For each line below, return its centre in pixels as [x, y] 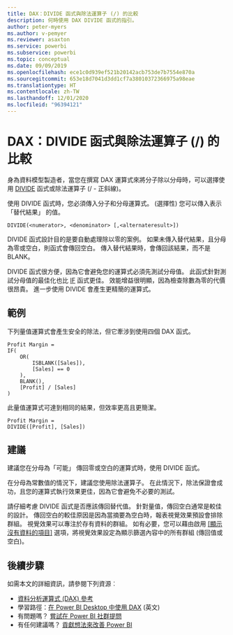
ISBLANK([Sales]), [59, 363]
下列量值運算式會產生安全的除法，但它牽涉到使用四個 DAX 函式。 [101, 331]
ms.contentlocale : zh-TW [43, 92]
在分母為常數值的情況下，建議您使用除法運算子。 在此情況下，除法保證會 [112, 483]
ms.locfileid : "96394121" [45, 105]
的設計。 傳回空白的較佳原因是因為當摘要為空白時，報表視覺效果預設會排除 [115, 515]
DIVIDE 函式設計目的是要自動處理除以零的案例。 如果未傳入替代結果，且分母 [117, 239]
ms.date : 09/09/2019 [37, 66]
